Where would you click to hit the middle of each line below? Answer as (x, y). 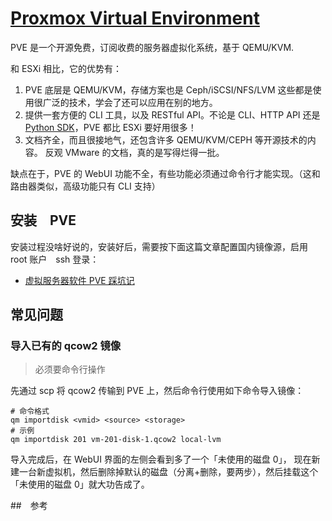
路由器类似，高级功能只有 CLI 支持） (85, 186)
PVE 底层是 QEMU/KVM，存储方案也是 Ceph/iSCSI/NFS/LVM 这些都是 (168, 89)
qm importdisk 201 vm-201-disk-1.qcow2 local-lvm (116, 440)
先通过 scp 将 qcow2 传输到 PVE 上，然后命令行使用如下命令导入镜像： (157, 391)
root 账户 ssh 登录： (55, 259)
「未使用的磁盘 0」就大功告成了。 (80, 484)
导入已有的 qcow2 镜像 (66, 346)
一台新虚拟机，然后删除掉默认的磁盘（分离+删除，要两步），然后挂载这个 (168, 472)
